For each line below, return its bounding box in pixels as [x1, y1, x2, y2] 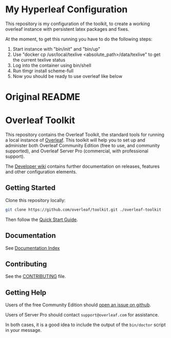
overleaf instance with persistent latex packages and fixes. [5, 26, 130, 32]
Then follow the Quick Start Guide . [5, 216, 78, 223]
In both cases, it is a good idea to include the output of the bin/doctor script [5, 322, 166, 328]
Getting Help [5, 288, 47, 297]
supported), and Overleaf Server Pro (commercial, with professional [5, 148, 148, 154]
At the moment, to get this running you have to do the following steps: [5, 36, 153, 42]
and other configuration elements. [5, 169, 77, 175]
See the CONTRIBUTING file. [5, 273, 66, 280]
